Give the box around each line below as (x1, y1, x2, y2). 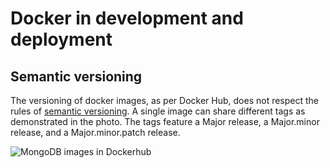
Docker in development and (10, 7, 244, 30)
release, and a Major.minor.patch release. (10, 127, 181, 138)
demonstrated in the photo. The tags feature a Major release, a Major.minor (10, 116, 320, 127)
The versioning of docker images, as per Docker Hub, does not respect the (10, 95, 320, 106)
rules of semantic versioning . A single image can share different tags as (10, 105, 306, 117)
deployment (10, 28, 113, 51)
